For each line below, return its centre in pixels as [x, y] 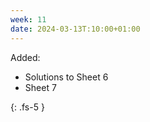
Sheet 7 [40, 87]
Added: [25, 57]
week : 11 [28, 19]
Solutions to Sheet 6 [66, 77]
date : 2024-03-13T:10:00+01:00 [75, 29]
